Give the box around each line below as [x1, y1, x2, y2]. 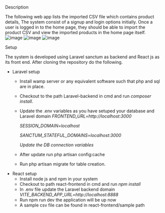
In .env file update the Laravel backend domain [19, 186, 115, 192]
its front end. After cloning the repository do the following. [5, 59, 123, 65]
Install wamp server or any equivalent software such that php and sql [19, 79, 160, 84]
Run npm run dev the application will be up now [19, 197, 117, 203]
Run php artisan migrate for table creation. [19, 161, 106, 167]
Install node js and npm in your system [19, 176, 98, 182]
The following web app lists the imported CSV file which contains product [5, 14, 154, 19]
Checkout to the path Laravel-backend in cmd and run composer [19, 93, 152, 99]
